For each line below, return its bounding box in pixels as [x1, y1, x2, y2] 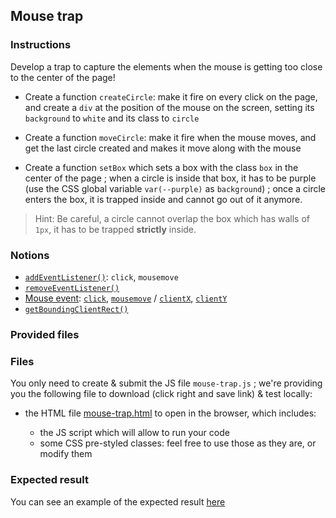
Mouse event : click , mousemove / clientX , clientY [24, 292, 228, 304]
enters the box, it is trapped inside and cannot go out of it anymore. [24, 193, 303, 205]
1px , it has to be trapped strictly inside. [34, 223, 197, 235]
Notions [10, 248, 50, 262]
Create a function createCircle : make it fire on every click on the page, [24, 90, 318, 103]
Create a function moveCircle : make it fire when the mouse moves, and [24, 131, 317, 143]
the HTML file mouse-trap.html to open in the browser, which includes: [24, 407, 317, 419]
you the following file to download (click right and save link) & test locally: [10, 388, 313, 400]
